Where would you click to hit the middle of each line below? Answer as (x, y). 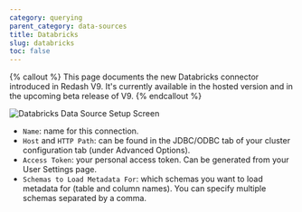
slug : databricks (42, 43)
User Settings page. (60, 170)
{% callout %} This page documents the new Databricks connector (134, 77)
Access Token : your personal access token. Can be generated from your (156, 160)
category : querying (46, 18)
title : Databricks (44, 34)
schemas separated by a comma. (85, 198)
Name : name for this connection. (80, 131)
